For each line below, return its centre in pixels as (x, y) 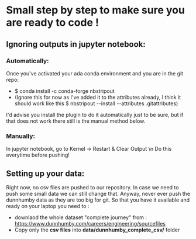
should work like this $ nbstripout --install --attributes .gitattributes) (96, 103)
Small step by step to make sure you (96, 10)
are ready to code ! (53, 22)
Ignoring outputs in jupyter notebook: (76, 44)
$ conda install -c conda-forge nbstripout (65, 91)
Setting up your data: (45, 173)
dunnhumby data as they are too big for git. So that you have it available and (98, 200)
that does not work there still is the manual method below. (76, 121)
